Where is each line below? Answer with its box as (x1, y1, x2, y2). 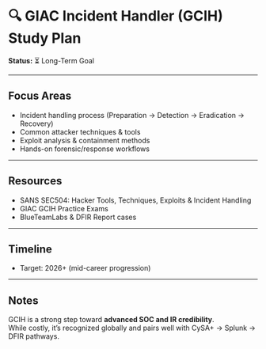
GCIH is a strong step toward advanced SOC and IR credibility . (8, 315, 215, 324)
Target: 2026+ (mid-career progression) (19, 264, 151, 273)
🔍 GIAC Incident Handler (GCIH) (8, 7, 223, 25)
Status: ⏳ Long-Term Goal (8, 55, 95, 65)
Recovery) (19, 119, 54, 128)
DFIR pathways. (8, 332, 59, 341)
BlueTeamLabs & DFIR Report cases (19, 212, 137, 222)
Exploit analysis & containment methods (19, 135, 150, 145)
